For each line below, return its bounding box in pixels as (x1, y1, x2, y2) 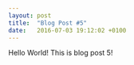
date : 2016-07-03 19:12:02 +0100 (8, 26, 127, 34)
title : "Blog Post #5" (8, 19, 88, 27)
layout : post (8, 11, 52, 20)
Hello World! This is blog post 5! (8, 48, 113, 58)
